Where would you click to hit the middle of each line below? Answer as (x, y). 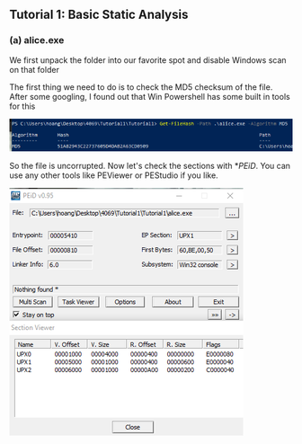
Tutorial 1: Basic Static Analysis (99, 15)
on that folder (35, 69)
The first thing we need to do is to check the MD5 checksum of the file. (141, 87)
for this (22, 106)
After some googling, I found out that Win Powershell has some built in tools (150, 96)
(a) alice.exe (37, 40)
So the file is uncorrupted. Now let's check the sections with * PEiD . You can (150, 166)
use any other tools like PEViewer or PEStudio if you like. (114, 175)
